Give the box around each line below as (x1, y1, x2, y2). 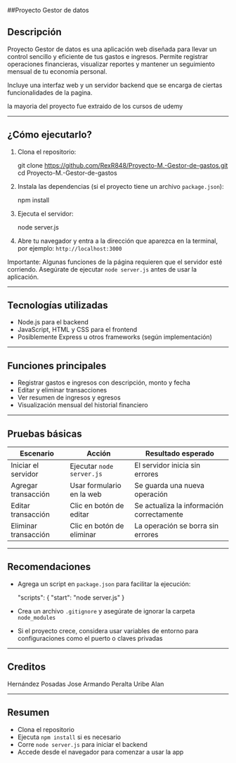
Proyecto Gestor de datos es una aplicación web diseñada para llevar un (7, 45, 217, 53)
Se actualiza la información (134, 501, 223, 511)
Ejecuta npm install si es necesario (17, 733, 122, 741)
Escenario (20, 449, 55, 458)
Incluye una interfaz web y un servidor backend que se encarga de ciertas (7, 81, 223, 89)
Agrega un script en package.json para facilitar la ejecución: (17, 579, 191, 588)
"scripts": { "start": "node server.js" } (17, 593, 125, 602)
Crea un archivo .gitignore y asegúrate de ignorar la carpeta (17, 606, 195, 615)
